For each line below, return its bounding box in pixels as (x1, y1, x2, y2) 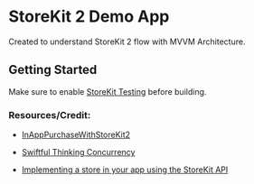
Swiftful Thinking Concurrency (21, 147, 136, 158)
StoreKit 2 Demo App (8, 6, 170, 27)
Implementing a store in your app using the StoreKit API (21, 164, 229, 175)
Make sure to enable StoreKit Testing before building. (8, 86, 207, 97)
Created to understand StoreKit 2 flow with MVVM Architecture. (8, 36, 246, 47)
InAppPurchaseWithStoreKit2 (21, 129, 131, 141)
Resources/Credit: (8, 108, 91, 121)
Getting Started (8, 62, 98, 78)
